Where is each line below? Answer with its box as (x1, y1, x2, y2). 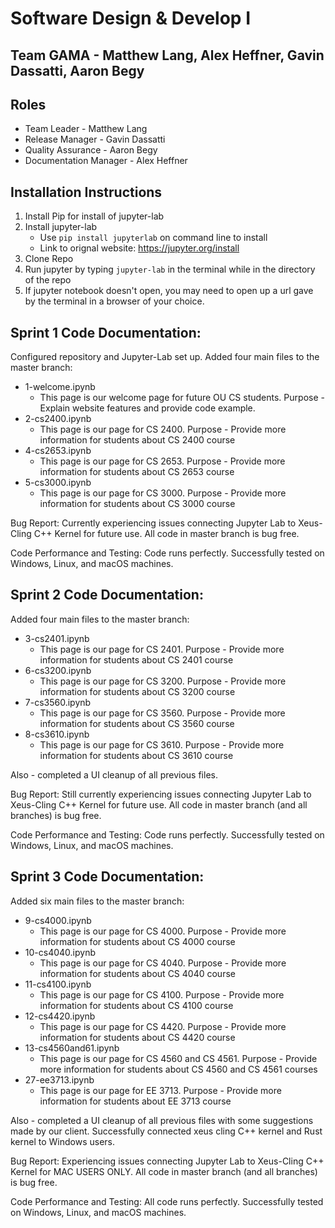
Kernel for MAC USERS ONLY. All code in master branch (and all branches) (10, 1165, 318, 1177)
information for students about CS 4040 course (39, 967, 236, 979)
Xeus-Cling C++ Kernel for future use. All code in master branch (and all (10, 798, 308, 811)
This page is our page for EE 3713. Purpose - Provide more (39, 1084, 282, 1096)
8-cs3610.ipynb (24, 728, 90, 740)
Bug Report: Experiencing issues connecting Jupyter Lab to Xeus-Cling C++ (10, 1155, 325, 1167)
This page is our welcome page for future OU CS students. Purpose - (39, 392, 325, 404)
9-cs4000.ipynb (24, 914, 92, 926)
